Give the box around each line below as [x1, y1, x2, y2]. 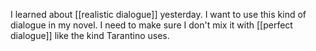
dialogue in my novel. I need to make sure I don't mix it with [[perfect [10, 19, 293, 31]
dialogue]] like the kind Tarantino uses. [10, 30, 170, 41]
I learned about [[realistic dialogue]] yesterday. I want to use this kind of [10, 9, 307, 20]
